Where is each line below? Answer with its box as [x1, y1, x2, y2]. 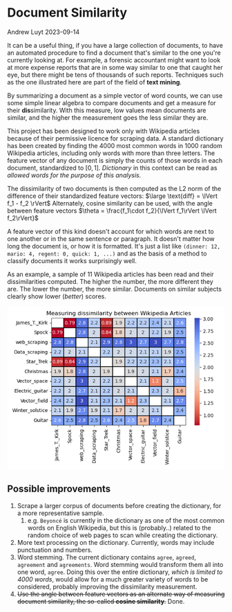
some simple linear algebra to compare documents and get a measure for [7, 98, 216, 107]
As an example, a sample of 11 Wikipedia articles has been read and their [7, 270, 214, 278]
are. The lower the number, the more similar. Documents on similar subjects [7, 285, 222, 293]
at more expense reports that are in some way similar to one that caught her [7, 63, 223, 71]
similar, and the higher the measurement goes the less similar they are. [7, 113, 209, 122]
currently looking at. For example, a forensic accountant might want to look [7, 55, 221, 64]
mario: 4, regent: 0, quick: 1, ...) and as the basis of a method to [7, 249, 207, 258]
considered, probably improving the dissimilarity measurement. [17, 582, 197, 591]
